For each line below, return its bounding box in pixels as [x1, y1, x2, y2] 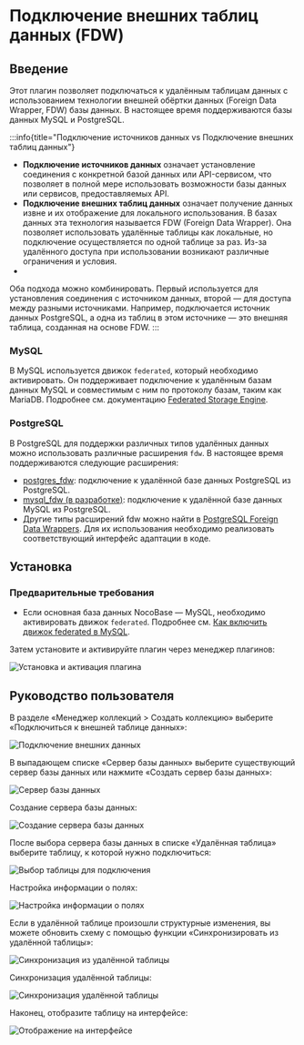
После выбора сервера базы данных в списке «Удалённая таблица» [9, 837, 277, 848]
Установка [9, 559, 73, 574]
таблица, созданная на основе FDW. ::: [9, 322, 159, 332]
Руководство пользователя [9, 688, 175, 704]
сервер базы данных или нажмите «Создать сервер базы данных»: [9, 766, 273, 778]
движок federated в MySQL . [22, 626, 130, 637]
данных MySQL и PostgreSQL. [9, 115, 125, 125]
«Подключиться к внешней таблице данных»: [9, 722, 187, 733]
